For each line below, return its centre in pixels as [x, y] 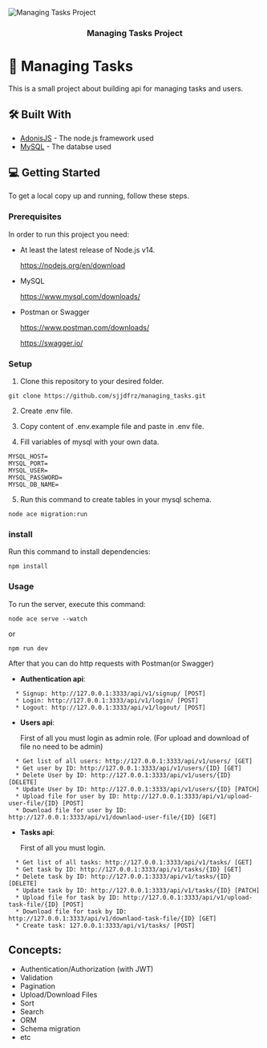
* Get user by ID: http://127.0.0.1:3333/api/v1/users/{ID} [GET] [129, 768]
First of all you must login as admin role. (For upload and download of [135, 738]
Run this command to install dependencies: [79, 552]
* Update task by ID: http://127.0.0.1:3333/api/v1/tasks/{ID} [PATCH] [138, 890]
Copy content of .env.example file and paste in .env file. [112, 427]
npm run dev [28, 648]
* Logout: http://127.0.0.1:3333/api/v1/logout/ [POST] [111, 707]
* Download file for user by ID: [71, 810]
